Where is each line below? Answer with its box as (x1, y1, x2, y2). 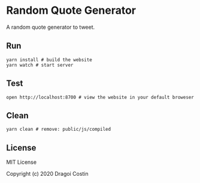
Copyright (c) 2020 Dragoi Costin (6, 170, 89, 178)
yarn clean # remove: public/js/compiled (6, 127, 111, 133)
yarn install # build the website (6, 56, 93, 63)
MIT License (6, 158, 37, 166)
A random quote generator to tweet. (6, 23, 95, 31)
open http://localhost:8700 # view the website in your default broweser (6, 94, 195, 100)
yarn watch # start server (6, 62, 74, 68)
